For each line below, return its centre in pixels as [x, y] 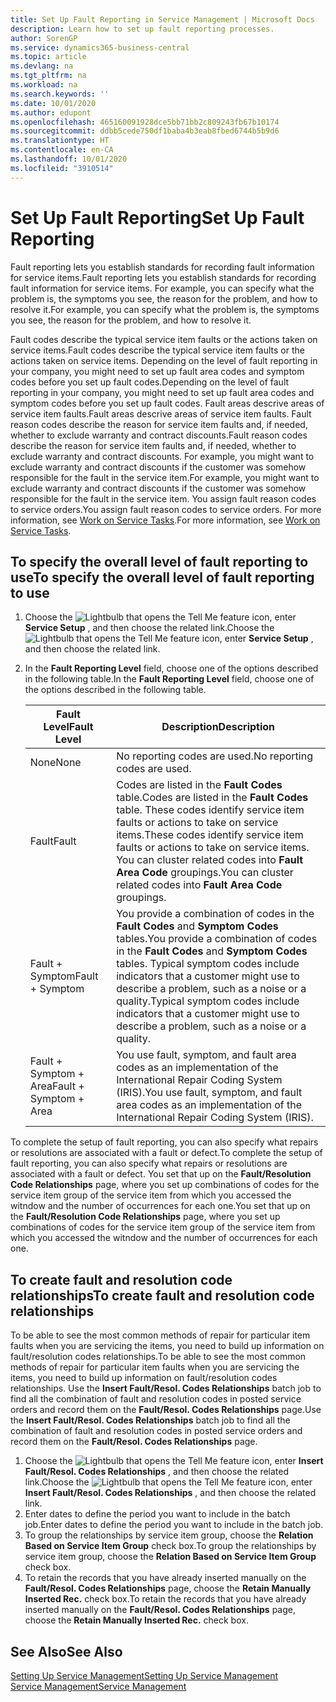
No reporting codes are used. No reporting [214, 756]
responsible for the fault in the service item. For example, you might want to [165, 477]
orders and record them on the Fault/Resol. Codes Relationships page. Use [166, 1410]
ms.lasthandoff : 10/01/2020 [69, 159]
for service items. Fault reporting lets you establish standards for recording [163, 277]
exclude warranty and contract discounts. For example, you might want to [162, 456]
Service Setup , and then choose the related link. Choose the [149, 628]
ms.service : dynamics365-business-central [100, 47]
